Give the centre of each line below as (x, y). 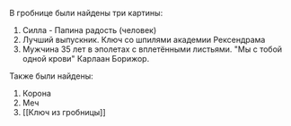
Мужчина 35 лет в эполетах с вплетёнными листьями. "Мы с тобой (152, 49)
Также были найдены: (51, 76)
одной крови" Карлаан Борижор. (86, 59)
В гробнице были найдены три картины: (86, 13)
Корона (37, 93)
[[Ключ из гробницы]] (64, 112)
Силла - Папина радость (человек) (89, 30)
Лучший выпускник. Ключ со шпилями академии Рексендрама (144, 40)
